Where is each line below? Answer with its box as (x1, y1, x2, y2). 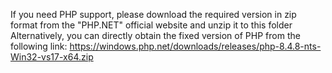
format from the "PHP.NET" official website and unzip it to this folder (10, 19, 293, 31)
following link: (10, 40, 68, 52)
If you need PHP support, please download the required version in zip (10, 9, 297, 20)
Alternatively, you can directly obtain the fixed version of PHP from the (10, 30, 301, 41)
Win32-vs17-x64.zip (10, 51, 94, 63)
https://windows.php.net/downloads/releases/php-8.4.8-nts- (69, 40, 322, 52)
